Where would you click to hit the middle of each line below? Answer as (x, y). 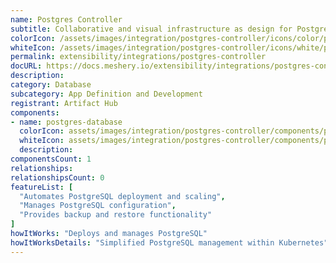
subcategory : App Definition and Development (106, 94)
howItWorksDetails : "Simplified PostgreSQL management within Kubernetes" (169, 242)
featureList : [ (42, 187)
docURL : (26, 66)
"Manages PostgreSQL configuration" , (98, 206)
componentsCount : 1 (51, 159)
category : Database (51, 85)
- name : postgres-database (66, 122)
